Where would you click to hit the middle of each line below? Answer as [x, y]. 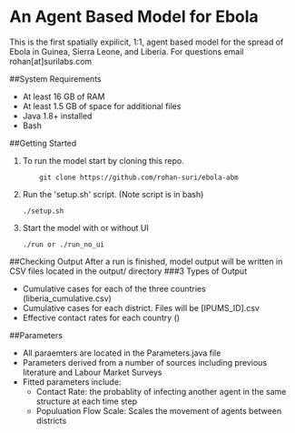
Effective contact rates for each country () [101, 317]
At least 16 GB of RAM [64, 96]
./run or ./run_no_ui [63, 244]
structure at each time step [87, 401]
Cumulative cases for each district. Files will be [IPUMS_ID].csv [141, 307]
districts [51, 420]
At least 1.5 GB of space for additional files [102, 106]
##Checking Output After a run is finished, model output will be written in [146, 261]
